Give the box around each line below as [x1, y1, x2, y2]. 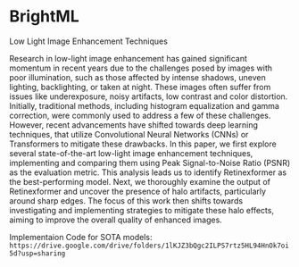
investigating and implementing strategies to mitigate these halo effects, [9, 204, 275, 215]
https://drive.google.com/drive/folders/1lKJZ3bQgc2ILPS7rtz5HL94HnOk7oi [9, 241, 290, 250]
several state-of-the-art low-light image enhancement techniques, [9, 147, 253, 158]
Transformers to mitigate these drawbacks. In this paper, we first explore [9, 138, 277, 149]
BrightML [9, 6, 80, 27]
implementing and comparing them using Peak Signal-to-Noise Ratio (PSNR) [9, 157, 291, 168]
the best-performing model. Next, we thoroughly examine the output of [9, 176, 270, 187]
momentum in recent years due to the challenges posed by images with [9, 63, 273, 73]
